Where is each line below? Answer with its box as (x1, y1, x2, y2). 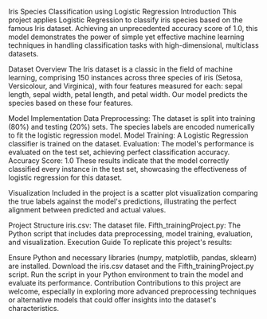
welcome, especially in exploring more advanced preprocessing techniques (8, 286, 257, 296)
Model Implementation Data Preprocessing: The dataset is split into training (8, 114, 256, 123)
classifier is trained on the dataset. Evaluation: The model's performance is (8, 139, 254, 148)
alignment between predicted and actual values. (8, 205, 167, 214)
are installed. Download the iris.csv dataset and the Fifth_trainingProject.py (8, 262, 254, 270)
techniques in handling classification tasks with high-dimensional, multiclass (8, 41, 259, 50)
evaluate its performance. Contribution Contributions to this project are (8, 278, 241, 287)
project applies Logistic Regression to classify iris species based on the (8, 15, 243, 25)
